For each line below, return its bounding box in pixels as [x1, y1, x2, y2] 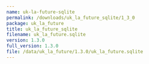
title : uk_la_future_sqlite [6, 26, 78, 32]
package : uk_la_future [6, 20, 64, 26]
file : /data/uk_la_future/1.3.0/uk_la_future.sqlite [6, 49, 144, 55]
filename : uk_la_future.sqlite [6, 32, 86, 38]
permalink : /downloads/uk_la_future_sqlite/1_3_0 [6, 15, 136, 21]
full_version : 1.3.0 [6, 43, 59, 49]
